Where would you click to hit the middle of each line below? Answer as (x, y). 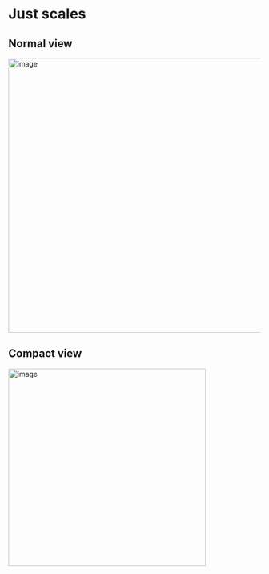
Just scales (47, 14)
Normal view (40, 44)
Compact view (45, 354)
